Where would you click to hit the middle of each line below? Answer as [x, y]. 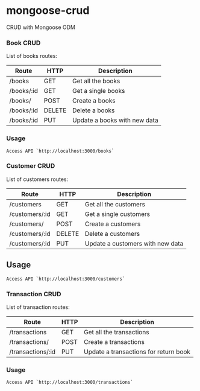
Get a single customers [117, 214]
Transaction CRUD [34, 294]
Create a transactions [114, 342]
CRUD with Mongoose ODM [41, 27]
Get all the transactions [117, 332]
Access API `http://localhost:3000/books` [60, 151]
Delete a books [93, 110]
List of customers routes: [37, 179]
